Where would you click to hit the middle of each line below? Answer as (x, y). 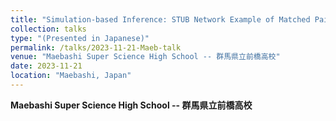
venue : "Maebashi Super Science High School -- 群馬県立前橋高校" (145, 57)
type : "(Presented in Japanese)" (80, 38)
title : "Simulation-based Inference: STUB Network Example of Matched (160, 19)
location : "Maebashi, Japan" (71, 76)
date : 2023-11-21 (46, 66)
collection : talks (48, 29)
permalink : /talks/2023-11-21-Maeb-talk (96, 47)
